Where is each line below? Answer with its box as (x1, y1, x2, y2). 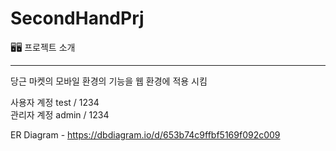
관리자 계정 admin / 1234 (10, 108, 110, 121)
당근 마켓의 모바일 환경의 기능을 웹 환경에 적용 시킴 (10, 75, 208, 87)
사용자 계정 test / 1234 (10, 96, 100, 108)
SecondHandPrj (10, 7, 145, 30)
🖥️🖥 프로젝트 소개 (10, 41, 76, 53)
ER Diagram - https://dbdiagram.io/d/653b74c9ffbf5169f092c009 (10, 128, 281, 141)
